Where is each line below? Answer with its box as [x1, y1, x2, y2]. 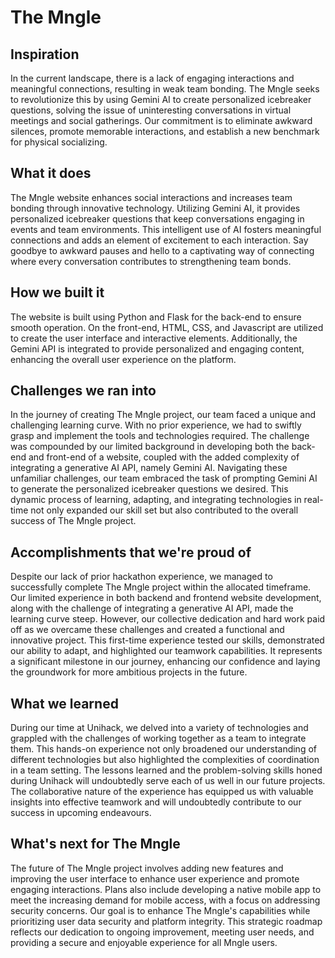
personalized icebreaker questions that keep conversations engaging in [10, 212, 305, 225]
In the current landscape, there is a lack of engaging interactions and [10, 72, 295, 84]
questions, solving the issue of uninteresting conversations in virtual [10, 104, 292, 116]
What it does [10, 165, 92, 182]
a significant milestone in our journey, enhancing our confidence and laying [10, 656, 321, 668]
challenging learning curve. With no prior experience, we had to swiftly [10, 419, 302, 431]
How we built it [10, 284, 105, 301]
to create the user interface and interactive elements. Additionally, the [10, 332, 298, 344]
